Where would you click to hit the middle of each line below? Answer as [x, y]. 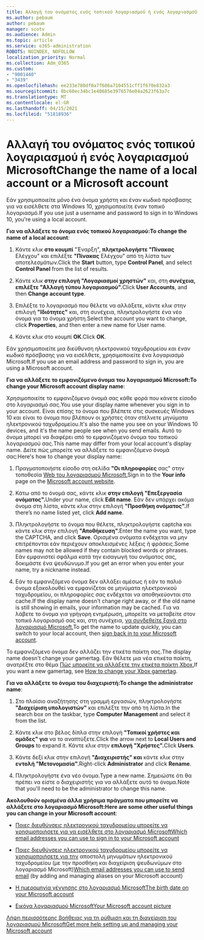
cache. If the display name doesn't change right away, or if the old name [105, 601]
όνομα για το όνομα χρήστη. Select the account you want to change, [101, 318]
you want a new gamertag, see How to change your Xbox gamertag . [92, 671]
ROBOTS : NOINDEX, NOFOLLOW [40, 52]
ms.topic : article [30, 40]
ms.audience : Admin [31, 35]
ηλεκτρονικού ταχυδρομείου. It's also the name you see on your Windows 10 [102, 424]
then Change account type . [50, 294]
